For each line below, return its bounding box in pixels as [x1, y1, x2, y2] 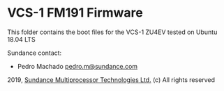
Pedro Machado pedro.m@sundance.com [17, 62, 138, 70]
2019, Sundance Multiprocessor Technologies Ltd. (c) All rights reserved [7, 75, 215, 84]
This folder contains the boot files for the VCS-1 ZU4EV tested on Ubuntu [7, 28, 218, 36]
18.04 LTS [7, 35, 36, 43]
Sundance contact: [7, 49, 62, 57]
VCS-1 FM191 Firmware [7, 5, 143, 21]
